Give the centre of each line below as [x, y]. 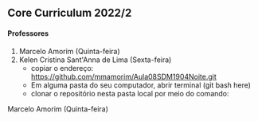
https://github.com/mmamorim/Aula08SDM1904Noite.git [123, 76]
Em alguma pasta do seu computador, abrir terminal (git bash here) [141, 85]
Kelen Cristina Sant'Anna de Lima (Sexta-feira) [95, 60]
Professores [28, 33]
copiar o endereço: [62, 68]
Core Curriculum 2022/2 [70, 13]
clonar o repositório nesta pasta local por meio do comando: [130, 93]
